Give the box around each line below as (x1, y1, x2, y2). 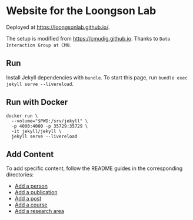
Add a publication (14, 189, 58, 196)
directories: (6, 171, 34, 178)
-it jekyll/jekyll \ (11, 128, 62, 134)
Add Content (6, 149, 54, 159)
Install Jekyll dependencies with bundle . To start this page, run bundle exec (6, 74, 188, 81)
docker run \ (6, 113, 38, 119)
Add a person (14, 182, 48, 189)
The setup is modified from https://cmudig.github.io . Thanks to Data (6, 35, 171, 42)
